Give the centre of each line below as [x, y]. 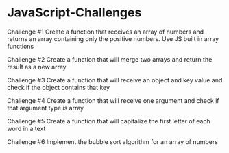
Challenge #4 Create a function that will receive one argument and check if [113, 100]
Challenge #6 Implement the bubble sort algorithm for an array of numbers [112, 141]
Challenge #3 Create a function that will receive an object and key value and [115, 80]
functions [21, 46]
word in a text [26, 128]
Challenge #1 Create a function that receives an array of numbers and [106, 32]
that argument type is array [46, 108]
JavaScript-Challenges [74, 13]
